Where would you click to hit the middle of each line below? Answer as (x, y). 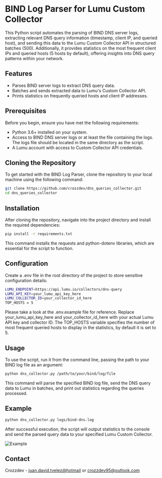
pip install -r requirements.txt (39, 234)
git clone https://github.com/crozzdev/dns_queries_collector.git (73, 189)
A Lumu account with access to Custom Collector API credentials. (78, 148)
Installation (22, 208)
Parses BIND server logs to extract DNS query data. (63, 85)
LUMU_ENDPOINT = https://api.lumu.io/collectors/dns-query (64, 289)
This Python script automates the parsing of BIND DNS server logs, (72, 33)
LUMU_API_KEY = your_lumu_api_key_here (43, 294)
